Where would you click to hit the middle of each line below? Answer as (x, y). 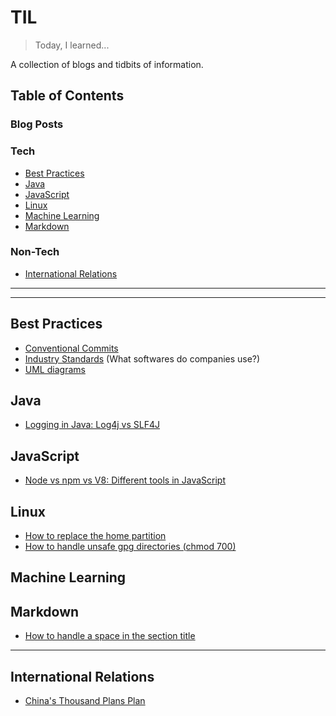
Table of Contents (67, 96)
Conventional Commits (71, 348)
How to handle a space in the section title (110, 636)
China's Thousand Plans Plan (85, 701)
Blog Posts (37, 124)
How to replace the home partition (95, 536)
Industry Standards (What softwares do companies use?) (142, 358)
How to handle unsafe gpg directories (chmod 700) (130, 547)
